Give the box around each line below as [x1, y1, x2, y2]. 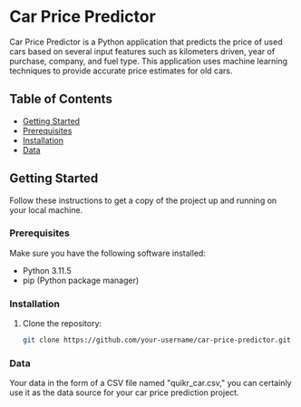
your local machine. [9, 204, 83, 215]
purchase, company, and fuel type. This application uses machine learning [9, 55, 288, 66]
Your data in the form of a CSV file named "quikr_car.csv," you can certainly [9, 378, 292, 389]
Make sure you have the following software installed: [9, 247, 207, 258]
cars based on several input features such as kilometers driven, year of [9, 45, 276, 56]
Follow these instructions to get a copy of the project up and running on [9, 195, 277, 206]
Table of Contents [9, 92, 113, 107]
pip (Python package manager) [22, 275, 140, 286]
